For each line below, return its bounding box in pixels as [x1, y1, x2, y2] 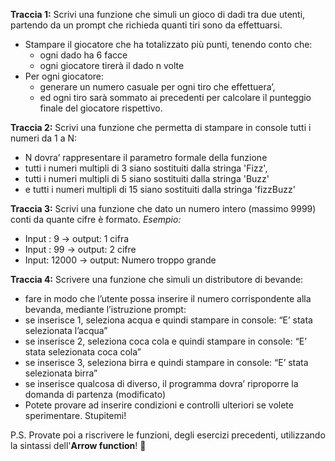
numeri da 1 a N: [10, 132, 78, 144]
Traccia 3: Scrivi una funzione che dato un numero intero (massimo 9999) [10, 203, 317, 214]
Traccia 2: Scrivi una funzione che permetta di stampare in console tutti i [10, 122, 312, 133]
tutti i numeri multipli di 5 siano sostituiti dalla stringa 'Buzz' [24, 173, 270, 184]
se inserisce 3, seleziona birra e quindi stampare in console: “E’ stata [24, 357, 309, 368]
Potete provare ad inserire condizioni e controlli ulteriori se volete [24, 399, 294, 411]
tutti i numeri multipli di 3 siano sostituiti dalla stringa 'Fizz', [24, 162, 268, 174]
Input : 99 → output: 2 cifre [24, 244, 137, 255]
